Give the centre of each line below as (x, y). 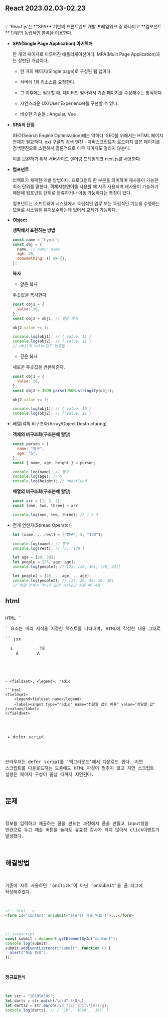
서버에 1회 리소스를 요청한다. (48, 82)
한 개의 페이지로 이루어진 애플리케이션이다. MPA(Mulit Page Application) (84, 54)
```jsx (13, 639)
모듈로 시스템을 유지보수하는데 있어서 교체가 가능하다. (65, 210)
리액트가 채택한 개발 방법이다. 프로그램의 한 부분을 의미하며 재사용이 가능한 (86, 180)
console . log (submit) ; (28, 943)
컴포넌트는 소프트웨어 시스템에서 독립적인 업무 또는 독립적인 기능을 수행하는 (86, 203)
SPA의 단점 (24, 124)
